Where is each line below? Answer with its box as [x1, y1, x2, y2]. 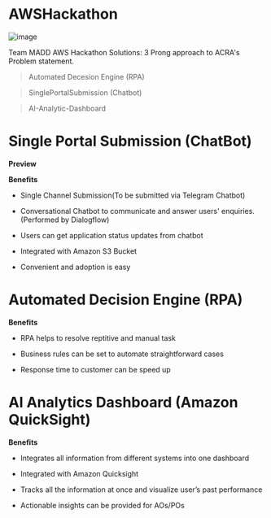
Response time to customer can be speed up [20, 364, 171, 374]
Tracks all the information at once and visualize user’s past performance [20, 485, 263, 494]
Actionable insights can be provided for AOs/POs [20, 500, 185, 510]
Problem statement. [8, 56, 75, 66]
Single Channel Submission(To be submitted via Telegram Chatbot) [20, 190, 246, 200]
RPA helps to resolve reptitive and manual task [20, 333, 177, 342]
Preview [8, 159, 37, 168]
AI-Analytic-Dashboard [28, 103, 107, 113]
